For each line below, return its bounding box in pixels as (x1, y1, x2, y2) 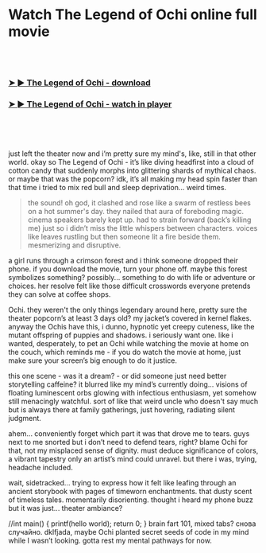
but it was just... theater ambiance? (8, 504, 123, 513)
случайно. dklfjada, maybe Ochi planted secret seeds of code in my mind (8, 528, 249, 537)
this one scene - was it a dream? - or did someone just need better (8, 372, 227, 381)
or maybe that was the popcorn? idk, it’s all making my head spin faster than (8, 174, 258, 184)
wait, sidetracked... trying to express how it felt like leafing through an (8, 478, 237, 488)
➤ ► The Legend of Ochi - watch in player (8, 98, 172, 109)
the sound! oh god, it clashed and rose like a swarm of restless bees (27, 198, 252, 208)
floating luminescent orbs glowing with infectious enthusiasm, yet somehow (8, 388, 256, 398)
